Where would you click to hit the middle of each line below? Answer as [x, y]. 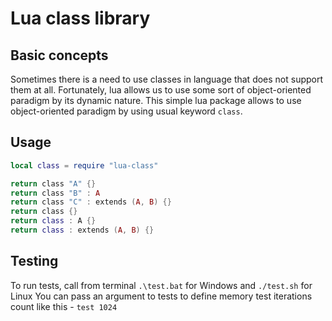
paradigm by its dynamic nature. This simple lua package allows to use [156, 100]
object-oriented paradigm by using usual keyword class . [126, 111]
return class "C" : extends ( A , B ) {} [91, 202]
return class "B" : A [55, 193]
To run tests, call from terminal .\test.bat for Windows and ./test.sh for [161, 285]
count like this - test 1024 [64, 306]
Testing [34, 261]
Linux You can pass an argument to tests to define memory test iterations [161, 296]
